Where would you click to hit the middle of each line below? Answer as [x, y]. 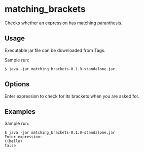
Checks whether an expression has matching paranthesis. [64, 23]
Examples [20, 112]
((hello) [14, 141]
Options [17, 84]
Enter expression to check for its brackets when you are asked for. [72, 96]
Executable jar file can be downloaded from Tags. [55, 50]
